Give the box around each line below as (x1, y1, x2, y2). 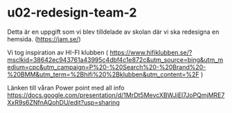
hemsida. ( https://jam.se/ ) (7, 34, 81, 43)
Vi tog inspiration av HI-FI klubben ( (7, 48, 109, 56)
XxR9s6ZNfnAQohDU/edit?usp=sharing (7, 98, 120, 106)
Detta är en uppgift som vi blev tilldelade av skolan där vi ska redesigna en (7, 28, 220, 36)
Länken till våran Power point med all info (7, 83, 125, 92)
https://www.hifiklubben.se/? (109, 48, 193, 56)
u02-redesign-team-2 (7, 5, 137, 21)
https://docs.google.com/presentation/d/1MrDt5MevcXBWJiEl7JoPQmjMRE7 (7, 91, 225, 99)
